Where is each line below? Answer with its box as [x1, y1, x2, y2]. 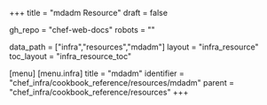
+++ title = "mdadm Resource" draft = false [9, 8, 169, 18]
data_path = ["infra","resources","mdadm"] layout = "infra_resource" [9, 41, 259, 52]
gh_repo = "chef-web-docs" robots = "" [9, 25, 155, 34]
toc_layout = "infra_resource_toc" [9, 51, 132, 61]
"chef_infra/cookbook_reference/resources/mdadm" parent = [9, 78, 235, 87]
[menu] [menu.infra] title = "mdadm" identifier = [9, 68, 185, 79]
